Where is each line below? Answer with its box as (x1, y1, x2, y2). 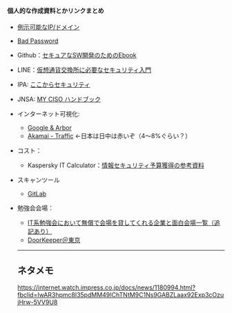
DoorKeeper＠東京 (27, 236, 81, 245)
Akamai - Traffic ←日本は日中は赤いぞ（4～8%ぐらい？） (27, 132, 191, 140)
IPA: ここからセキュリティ (17, 80, 91, 89)
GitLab (27, 190, 47, 198)
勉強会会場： (17, 204, 54, 212)
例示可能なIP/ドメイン (17, 23, 80, 31)
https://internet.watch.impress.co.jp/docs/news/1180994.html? (17, 283, 195, 292)
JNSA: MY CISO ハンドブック (17, 95, 101, 104)
